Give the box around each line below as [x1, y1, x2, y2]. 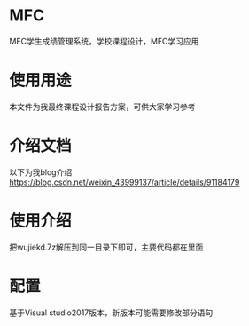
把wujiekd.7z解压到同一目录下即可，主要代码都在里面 [9, 242, 204, 252]
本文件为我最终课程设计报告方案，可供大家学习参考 [9, 101, 196, 112]
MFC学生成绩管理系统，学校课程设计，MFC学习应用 [9, 36, 199, 46]
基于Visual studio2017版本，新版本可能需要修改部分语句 [9, 307, 214, 318]
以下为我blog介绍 [9, 166, 73, 178]
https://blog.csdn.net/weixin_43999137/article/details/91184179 [9, 177, 240, 187]
